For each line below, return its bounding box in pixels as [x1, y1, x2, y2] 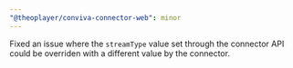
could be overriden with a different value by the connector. [9, 47, 231, 59]
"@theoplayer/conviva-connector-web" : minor [9, 13, 182, 23]
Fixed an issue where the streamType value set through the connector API [9, 38, 285, 49]
